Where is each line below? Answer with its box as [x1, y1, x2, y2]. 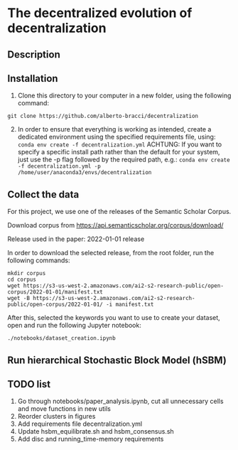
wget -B [7, 295, 31, 302]
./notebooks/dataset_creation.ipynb [7, 335, 116, 342]
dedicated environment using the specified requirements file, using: [17, 133, 216, 141]
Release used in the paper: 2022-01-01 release [7, 235, 145, 243]
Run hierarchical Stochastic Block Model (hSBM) [7, 354, 227, 366]
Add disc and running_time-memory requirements [17, 435, 164, 444]
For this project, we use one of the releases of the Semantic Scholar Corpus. [7, 208, 232, 216]
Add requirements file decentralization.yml [17, 419, 143, 428]
